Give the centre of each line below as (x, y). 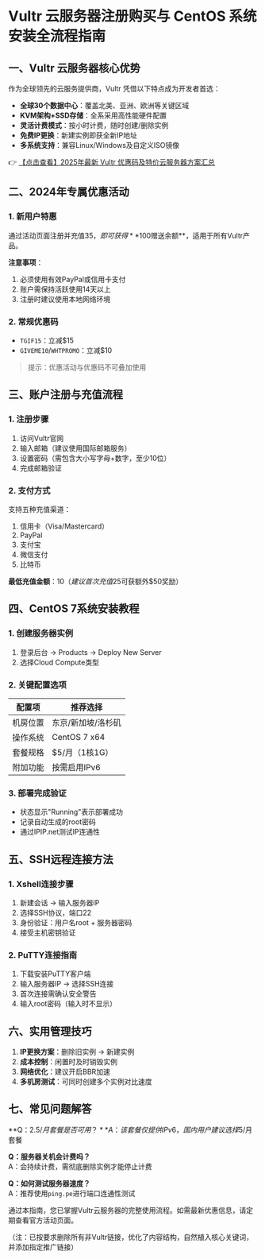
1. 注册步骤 (29, 420)
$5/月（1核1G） (83, 752)
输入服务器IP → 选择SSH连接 (67, 984)
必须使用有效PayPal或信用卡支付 (73, 279)
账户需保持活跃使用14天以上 (65, 289)
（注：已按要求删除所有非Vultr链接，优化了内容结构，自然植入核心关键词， (131, 1237)
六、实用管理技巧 (50, 1031)
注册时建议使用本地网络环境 (65, 299)
